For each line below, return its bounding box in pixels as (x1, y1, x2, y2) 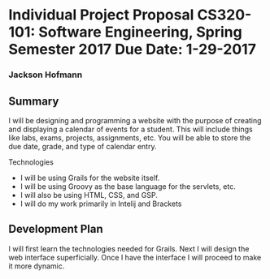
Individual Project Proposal (8, 6, 194, 24)
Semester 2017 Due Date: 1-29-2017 (8, 41, 256, 58)
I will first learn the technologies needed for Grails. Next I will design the (8, 243, 250, 253)
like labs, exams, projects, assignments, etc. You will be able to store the (8, 132, 251, 143)
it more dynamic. (8, 261, 65, 271)
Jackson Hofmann (8, 69, 83, 80)
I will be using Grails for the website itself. (20, 173, 160, 182)
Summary (8, 94, 59, 108)
